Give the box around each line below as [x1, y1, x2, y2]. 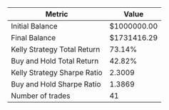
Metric [45, 9, 68, 19]
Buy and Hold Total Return [11, 56, 99, 66]
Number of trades [11, 91, 71, 101]
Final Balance [11, 33, 56, 42]
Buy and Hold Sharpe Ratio [11, 79, 101, 89]
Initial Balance [11, 21, 58, 31]
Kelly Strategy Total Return [11, 44, 101, 54]
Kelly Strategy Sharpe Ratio [11, 68, 103, 77]
